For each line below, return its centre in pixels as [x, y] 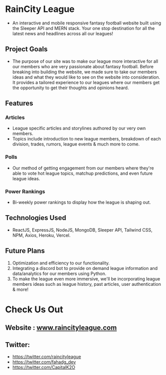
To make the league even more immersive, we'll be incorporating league [86, 279]
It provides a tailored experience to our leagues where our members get [86, 82]
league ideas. [26, 178]
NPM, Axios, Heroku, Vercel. [41, 235]
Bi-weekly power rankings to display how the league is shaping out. [82, 202]
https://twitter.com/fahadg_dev [44, 362]
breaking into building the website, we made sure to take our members [85, 72]
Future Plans [25, 251]
